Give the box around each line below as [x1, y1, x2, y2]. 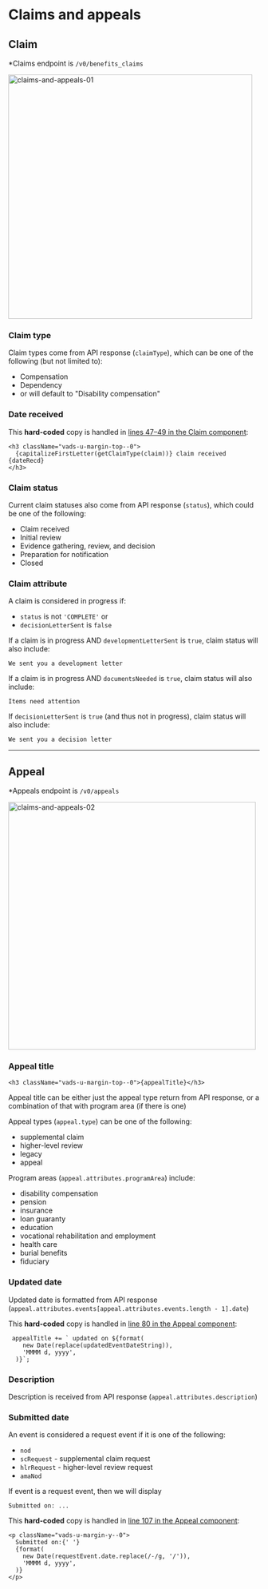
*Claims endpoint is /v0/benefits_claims [8, 58, 144, 68]
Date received [8, 409, 64, 420]
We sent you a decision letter [8, 735, 112, 744]
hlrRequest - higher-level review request [19, 1463, 153, 1472]
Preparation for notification [19, 549, 109, 559]
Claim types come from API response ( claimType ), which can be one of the [8, 348, 254, 357]
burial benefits [19, 1248, 68, 1258]
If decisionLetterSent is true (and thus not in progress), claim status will [8, 711, 246, 721]
